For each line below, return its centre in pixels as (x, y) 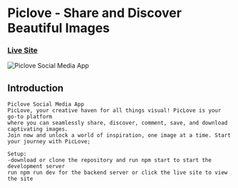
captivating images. (38, 129)
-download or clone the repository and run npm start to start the (110, 160)
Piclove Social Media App (46, 104)
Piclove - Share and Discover (94, 13)
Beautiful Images (59, 28)
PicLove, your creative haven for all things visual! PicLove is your (114, 111)
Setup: (17, 154)
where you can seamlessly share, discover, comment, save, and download (118, 123)
